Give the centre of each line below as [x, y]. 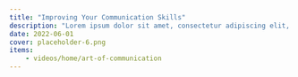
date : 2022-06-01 [42, 34]
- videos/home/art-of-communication [94, 58]
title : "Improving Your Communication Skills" [98, 17]
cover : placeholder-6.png [57, 42]
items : [21, 50]
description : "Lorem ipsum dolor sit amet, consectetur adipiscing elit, [150, 26]
